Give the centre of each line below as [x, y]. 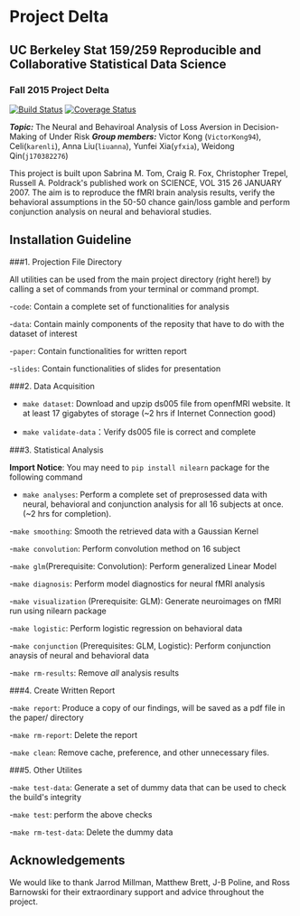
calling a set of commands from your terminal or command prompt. [134, 289]
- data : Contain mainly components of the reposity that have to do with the [147, 323]
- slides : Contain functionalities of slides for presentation [115, 369]
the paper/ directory [47, 717]
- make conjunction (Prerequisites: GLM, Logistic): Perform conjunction [140, 645]
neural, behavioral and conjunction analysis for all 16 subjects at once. [153, 504]
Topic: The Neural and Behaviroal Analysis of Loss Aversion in [125, 126]
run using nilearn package [58, 611]
